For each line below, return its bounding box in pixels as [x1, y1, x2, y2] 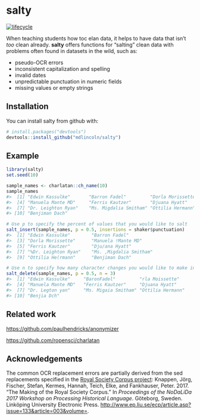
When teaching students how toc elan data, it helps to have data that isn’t [6, 35, 186, 42]
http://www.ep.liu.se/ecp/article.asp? [100, 401, 192, 408]
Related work [6, 309, 57, 319]
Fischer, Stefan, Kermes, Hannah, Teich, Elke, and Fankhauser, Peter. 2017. [6, 382, 189, 390]
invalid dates [14, 71, 46, 79]
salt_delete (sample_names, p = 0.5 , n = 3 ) [6, 271, 116, 277]
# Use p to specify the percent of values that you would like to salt [6, 221, 187, 227]
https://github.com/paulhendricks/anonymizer [6, 325, 119, 332]
